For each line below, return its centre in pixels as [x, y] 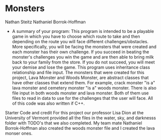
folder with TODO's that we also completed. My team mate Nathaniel [73, 123]
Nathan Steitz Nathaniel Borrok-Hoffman [45, 22]
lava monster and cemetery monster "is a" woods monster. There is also [84, 88]
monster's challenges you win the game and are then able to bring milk [83, 57]
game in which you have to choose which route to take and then [76, 36]
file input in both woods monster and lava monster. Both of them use [80, 93]
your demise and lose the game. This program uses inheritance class [81, 67]
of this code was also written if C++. [48, 103]
